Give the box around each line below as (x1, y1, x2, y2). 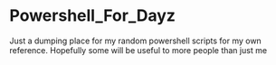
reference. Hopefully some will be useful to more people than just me (9, 44, 268, 55)
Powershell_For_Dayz (9, 5, 176, 26)
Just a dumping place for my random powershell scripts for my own (9, 35, 262, 46)
